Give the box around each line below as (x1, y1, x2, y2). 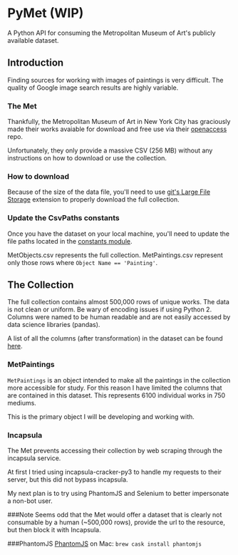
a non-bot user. (7, 497, 53, 505)
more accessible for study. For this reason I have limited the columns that (7, 383, 222, 392)
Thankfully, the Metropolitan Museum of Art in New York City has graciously (7, 118, 231, 126)
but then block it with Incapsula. (7, 526, 101, 534)
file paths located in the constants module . (7, 237, 133, 245)
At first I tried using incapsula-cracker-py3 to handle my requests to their (7, 468, 222, 477)
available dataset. (7, 36, 59, 44)
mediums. (7, 398, 37, 407)
